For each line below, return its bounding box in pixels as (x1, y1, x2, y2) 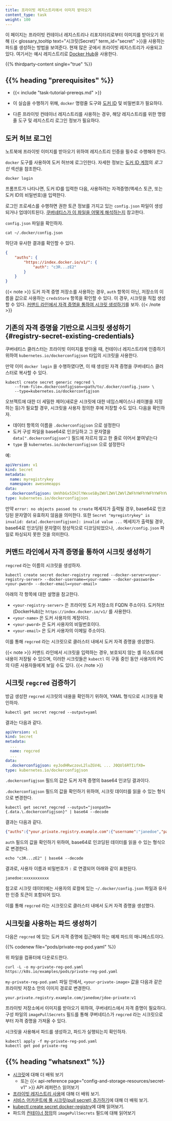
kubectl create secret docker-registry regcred (5, 572, 109, 578)
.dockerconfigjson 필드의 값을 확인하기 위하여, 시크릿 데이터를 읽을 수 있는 (5, 788, 156, 794)
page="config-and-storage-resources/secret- (68, 1077, 165, 1084)
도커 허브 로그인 (5, 134, 52, 142)
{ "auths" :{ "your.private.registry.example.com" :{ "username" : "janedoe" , (5, 829, 161, 835)
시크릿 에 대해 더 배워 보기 (12, 1071, 64, 1077)
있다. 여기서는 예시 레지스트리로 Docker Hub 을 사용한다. (5, 51, 118, 57)
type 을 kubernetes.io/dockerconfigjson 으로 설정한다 (12, 441, 125, 447)
